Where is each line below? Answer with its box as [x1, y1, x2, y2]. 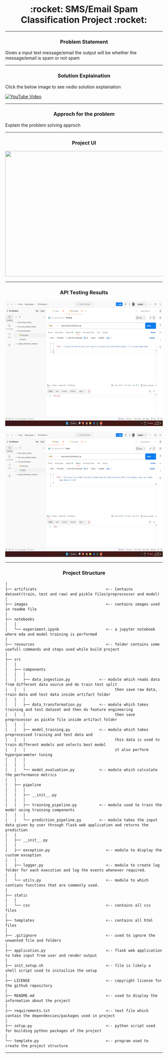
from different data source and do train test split [5, 682, 117, 687]
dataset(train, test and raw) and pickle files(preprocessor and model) [5, 591, 160, 597]
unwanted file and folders [5, 938, 61, 943]
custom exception [5, 852, 41, 858]
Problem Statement [59, 38, 108, 45]
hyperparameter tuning [5, 752, 52, 757]
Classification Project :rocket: [20, 14, 147, 26]
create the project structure [5, 1043, 68, 1048]
